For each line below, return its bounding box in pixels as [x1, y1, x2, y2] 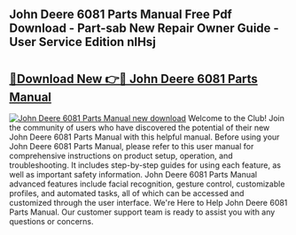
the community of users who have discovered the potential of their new [9, 123, 270, 133]
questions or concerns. [9, 216, 94, 226]
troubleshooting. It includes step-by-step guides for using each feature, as [9, 160, 282, 171]
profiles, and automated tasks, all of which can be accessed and [9, 188, 245, 198]
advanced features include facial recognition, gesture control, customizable [9, 178, 285, 189]
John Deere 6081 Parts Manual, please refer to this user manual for [9, 141, 254, 151]
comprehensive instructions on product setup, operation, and [9, 150, 233, 161]
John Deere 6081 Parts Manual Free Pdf [9, 7, 232, 22]
